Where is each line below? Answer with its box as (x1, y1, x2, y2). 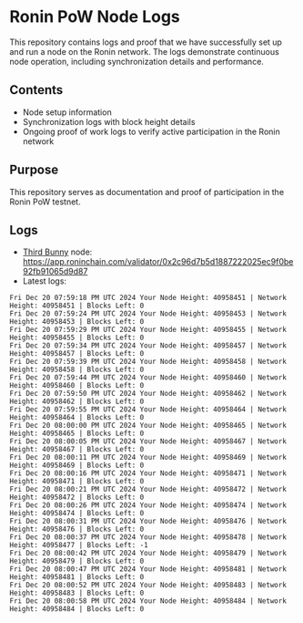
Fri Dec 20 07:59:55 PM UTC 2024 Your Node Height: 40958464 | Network (9, 405, 287, 414)
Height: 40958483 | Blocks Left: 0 (9, 588, 145, 598)
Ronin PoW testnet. (9, 196, 81, 207)
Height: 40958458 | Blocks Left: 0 (9, 365, 145, 375)
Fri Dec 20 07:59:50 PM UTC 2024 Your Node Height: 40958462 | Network (9, 389, 287, 399)
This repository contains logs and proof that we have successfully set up (9, 36, 282, 47)
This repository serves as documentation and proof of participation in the (9, 186, 285, 197)
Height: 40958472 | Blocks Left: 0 (9, 493, 145, 503)
